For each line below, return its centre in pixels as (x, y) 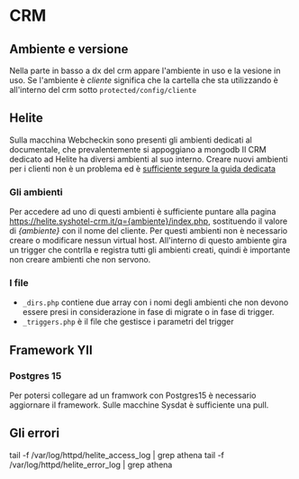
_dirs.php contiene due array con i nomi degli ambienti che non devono (155, 302)
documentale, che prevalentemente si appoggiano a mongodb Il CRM (138, 149)
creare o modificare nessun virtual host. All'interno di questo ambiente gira (148, 241)
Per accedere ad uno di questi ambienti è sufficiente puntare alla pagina (143, 212)
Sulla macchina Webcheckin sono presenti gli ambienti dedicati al (131, 140)
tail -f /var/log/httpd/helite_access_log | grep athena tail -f (117, 455)
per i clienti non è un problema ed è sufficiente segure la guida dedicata (143, 169)
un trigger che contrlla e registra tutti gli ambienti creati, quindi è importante (150, 250)
